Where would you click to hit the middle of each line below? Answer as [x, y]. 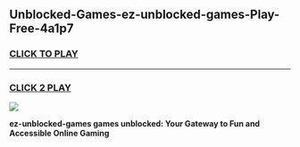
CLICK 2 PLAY [40, 87]
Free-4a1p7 [42, 29]
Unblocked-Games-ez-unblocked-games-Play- [145, 15]
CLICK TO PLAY [44, 54]
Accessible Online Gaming [59, 133]
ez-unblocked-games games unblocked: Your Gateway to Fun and [135, 123]
